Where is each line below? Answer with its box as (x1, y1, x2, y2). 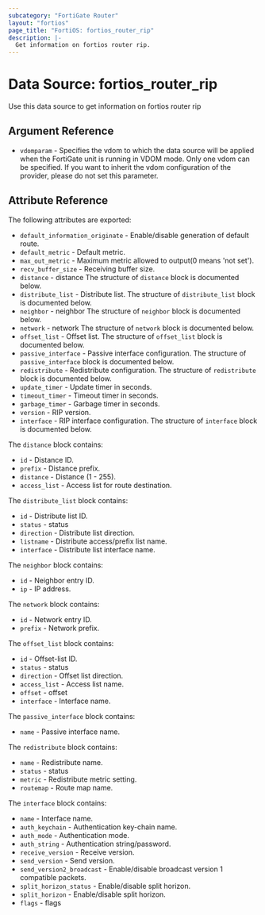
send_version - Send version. (19, 855, 115, 865)
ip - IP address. (19, 584, 71, 594)
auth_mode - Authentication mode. (19, 830, 129, 840)
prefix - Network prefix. (19, 623, 100, 632)
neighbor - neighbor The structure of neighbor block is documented (19, 306, 240, 316)
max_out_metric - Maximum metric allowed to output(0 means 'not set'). (19, 256, 255, 265)
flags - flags (19, 898, 62, 907)
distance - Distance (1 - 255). (19, 471, 117, 481)
